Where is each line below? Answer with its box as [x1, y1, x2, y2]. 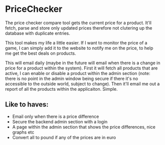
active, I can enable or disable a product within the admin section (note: [5, 70, 150, 76]
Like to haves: [5, 100, 49, 109]
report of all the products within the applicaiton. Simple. [5, 86, 118, 92]
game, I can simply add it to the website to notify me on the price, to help [5, 45, 154, 51]
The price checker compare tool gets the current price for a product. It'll [5, 20, 152, 26]
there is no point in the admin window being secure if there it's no [5, 75, 138, 81]
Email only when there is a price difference [12, 113, 99, 119]
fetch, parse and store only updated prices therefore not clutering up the [5, 25, 153, 31]
